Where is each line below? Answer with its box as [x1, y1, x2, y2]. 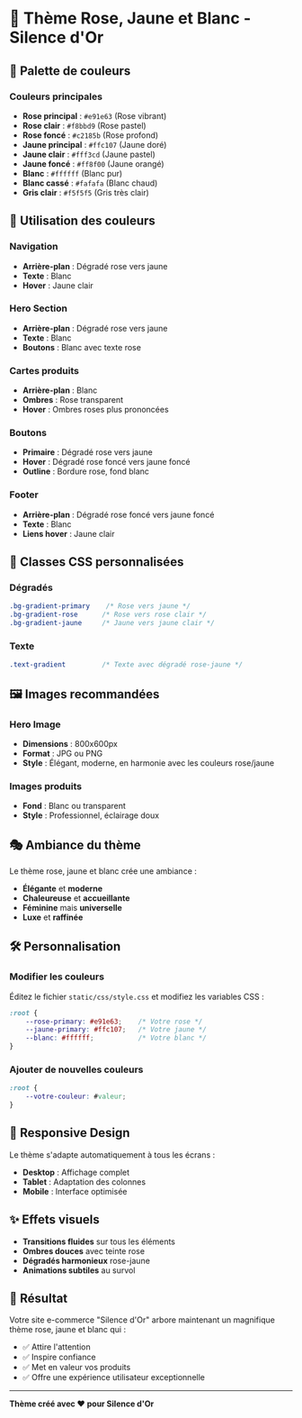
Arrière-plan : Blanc [22, 385, 98, 395]
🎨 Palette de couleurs [9, 63, 131, 78]
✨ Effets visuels [9, 1212, 101, 1228]
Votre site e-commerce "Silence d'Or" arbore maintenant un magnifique [9, 1314, 276, 1325]
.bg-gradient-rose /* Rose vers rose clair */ [9, 610, 207, 620]
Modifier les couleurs [9, 970, 105, 983]
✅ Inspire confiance [22, 1351, 96, 1363]
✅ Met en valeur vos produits [22, 1362, 131, 1373]
